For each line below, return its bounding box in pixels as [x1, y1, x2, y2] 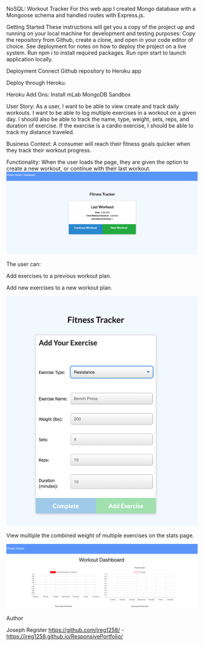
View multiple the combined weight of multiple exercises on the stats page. [6, 531, 194, 539]
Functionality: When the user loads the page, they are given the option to [6, 158, 189, 166]
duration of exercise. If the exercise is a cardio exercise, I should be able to [6, 122, 194, 129]
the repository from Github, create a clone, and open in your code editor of [6, 36, 193, 43]
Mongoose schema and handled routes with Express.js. [6, 12, 145, 19]
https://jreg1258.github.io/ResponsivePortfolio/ [6, 633, 123, 640]
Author [6, 614, 24, 622]
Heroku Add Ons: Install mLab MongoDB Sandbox [6, 91, 131, 98]
